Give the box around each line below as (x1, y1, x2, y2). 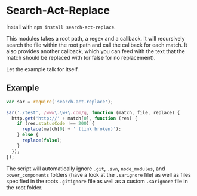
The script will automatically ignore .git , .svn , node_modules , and (6, 165, 165, 172)
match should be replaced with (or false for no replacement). (6, 54, 156, 61)
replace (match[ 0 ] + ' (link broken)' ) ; (21, 126, 121, 132)
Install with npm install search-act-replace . (6, 23, 116, 30)
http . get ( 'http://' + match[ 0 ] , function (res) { (11, 115, 137, 121)
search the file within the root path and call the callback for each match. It (6, 41, 188, 48)
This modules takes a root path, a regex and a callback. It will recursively (6, 35, 185, 42)
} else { (17, 132, 39, 138)
